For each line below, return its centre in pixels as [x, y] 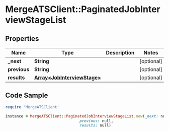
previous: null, [97, 121]
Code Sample [27, 95]
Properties [22, 39]
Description [120, 53]
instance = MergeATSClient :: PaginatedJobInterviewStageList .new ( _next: [82, 116]
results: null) [96, 125]
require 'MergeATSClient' [32, 107]
